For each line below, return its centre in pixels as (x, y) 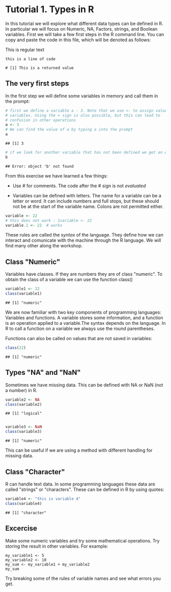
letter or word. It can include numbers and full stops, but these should (86, 201)
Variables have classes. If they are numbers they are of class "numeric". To (84, 274)
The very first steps (37, 83)
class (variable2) (24, 404)
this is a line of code (31, 59)
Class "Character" (35, 472)
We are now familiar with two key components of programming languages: (83, 312)
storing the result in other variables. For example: (57, 546)
